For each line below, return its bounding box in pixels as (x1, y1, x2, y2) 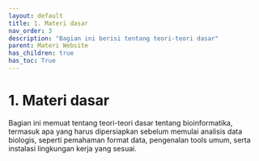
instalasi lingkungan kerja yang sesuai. (8, 143, 138, 153)
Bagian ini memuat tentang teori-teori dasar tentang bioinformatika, (8, 118, 233, 127)
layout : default (8, 11, 63, 20)
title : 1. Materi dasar (8, 19, 89, 27)
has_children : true (8, 49, 74, 57)
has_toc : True (8, 57, 57, 65)
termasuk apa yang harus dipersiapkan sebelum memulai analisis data (8, 126, 243, 136)
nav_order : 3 (8, 27, 53, 35)
